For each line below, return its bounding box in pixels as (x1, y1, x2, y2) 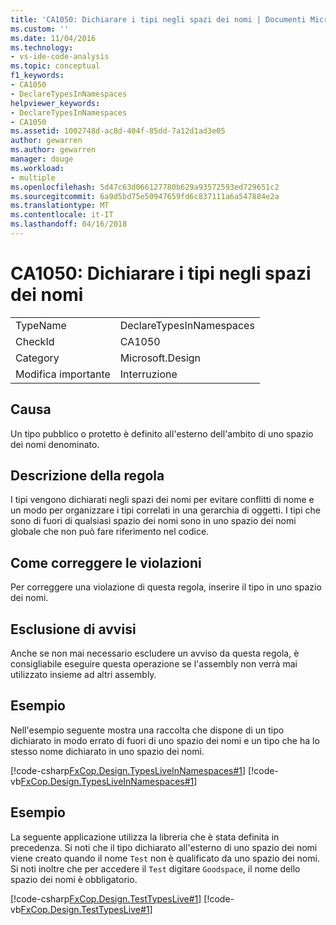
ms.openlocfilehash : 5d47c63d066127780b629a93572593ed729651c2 (10, 182, 280, 192)
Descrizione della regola (10, 467, 165, 485)
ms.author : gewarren (10, 145, 97, 155)
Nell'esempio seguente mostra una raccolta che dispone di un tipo (10, 724, 285, 736)
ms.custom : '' (10, 24, 70, 34)
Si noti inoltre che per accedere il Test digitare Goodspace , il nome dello (10, 862, 301, 875)
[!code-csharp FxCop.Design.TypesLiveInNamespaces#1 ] (10, 764, 247, 776)
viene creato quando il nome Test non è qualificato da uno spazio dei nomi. (10, 852, 320, 864)
